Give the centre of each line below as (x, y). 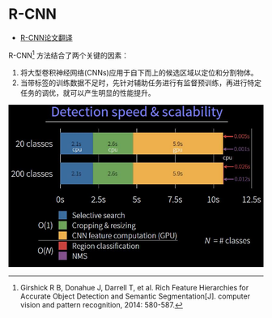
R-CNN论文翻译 (46, 37)
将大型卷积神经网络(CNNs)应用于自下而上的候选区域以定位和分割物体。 (139, 72)
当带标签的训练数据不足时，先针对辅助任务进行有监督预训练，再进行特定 (140, 83)
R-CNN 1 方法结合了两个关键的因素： (69, 54)
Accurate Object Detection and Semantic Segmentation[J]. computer (135, 296)
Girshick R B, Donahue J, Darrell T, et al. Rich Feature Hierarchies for (134, 287)
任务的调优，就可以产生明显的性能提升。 (87, 92)
